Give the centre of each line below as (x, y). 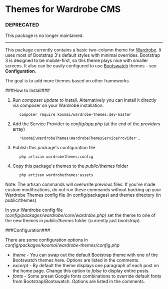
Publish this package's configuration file (54, 148)
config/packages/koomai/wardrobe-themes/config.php (62, 245)
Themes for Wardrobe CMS (63, 9)
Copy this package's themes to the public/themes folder (70, 166)
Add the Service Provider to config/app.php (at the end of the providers (86, 124)
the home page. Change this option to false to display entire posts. (81, 271)
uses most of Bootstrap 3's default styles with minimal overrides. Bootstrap (83, 55)
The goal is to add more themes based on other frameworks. (68, 81)
